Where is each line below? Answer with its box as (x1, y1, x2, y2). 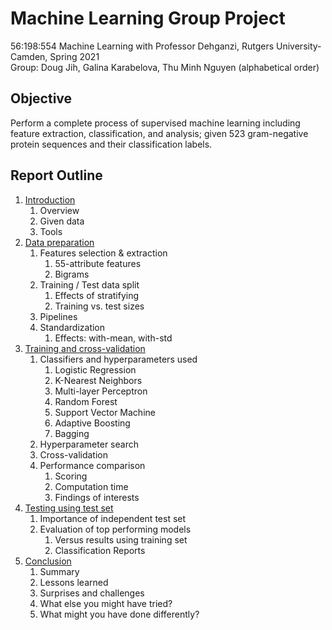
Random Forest (54, 395, 118, 407)
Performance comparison (39, 459, 146, 471)
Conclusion (24, 555, 72, 567)
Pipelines (39, 310, 78, 322)
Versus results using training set (54, 533, 188, 546)
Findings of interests (54, 491, 140, 503)
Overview (39, 204, 80, 216)
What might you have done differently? (39, 608, 200, 620)
